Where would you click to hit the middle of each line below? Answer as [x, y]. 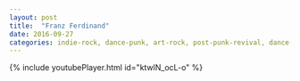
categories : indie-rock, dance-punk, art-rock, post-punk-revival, [137, 42]
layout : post [33, 17]
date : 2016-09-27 [42, 34]
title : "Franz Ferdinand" [59, 26]
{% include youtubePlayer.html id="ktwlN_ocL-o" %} [106, 68]
